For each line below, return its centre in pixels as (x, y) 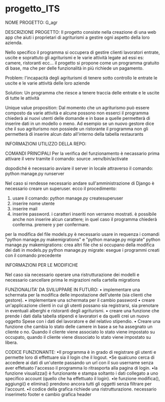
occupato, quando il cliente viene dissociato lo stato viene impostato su (78, 337)
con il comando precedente (33, 255)
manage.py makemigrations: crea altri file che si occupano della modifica (80, 245)
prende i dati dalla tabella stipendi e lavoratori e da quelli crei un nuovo (77, 316)
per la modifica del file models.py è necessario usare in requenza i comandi (82, 234)
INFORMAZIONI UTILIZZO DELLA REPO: (46, 144)
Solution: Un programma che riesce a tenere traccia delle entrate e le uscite (82, 93)
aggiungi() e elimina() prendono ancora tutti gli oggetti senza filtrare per (79, 384)
